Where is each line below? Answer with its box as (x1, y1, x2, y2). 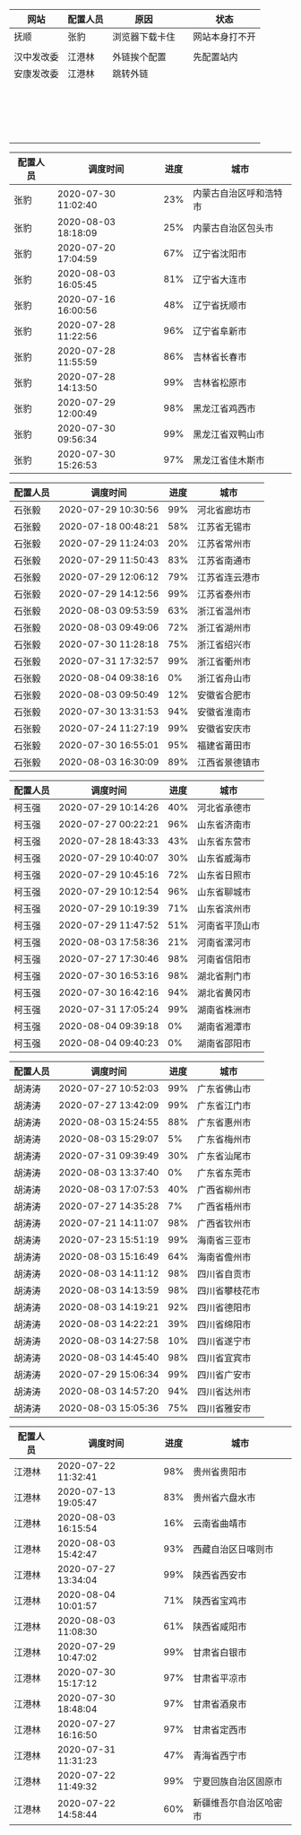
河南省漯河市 (196, 937, 252, 948)
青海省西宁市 (192, 1750, 247, 1761)
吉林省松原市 (192, 377, 247, 389)
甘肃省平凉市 (192, 1673, 247, 1684)
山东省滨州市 (196, 903, 252, 914)
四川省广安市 (196, 1368, 252, 1381)
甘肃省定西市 (192, 1724, 247, 1735)
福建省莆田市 (196, 739, 252, 752)
